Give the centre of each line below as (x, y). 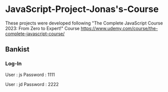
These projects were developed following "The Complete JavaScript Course (84, 23)
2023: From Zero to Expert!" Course (43, 28)
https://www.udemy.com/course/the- (119, 28)
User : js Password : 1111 (30, 74)
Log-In (14, 63)
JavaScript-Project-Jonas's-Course (82, 9)
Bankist (17, 49)
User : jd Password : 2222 (32, 84)
